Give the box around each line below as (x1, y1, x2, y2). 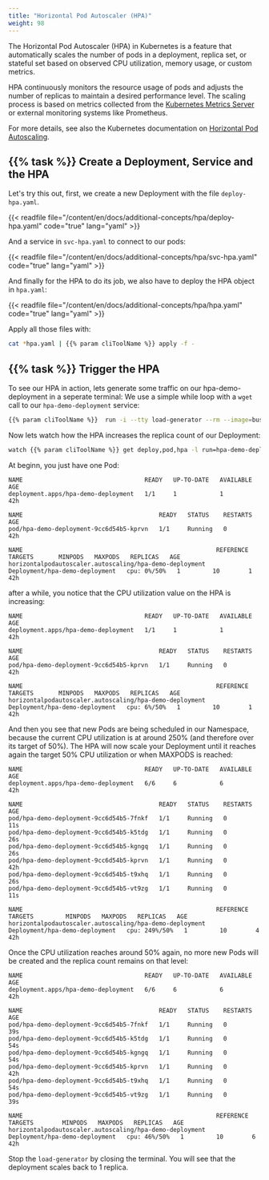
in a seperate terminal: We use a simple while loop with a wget (49, 392, 253, 401)
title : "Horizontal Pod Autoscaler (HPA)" (8, 11, 152, 20)
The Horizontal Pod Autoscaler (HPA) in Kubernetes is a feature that (8, 41, 232, 50)
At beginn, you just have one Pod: (8, 460, 120, 469)
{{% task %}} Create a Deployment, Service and (8, 155, 254, 168)
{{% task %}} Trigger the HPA (8, 362, 160, 376)
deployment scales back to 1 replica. (8, 1162, 129, 1172)
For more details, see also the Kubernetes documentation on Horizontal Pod (8, 123, 259, 133)
